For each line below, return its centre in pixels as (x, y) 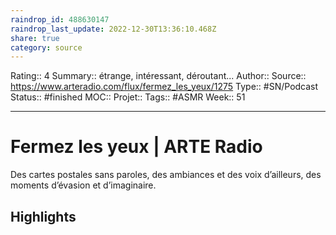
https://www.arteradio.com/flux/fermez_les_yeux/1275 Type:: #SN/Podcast (164, 87)
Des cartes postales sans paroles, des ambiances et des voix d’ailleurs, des (166, 175)
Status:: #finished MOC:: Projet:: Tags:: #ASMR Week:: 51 (128, 97)
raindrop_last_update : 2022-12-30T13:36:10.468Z (113, 29)
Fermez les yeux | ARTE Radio (136, 147)
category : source (46, 47)
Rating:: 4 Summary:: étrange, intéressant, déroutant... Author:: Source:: (158, 76)
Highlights (43, 216)
